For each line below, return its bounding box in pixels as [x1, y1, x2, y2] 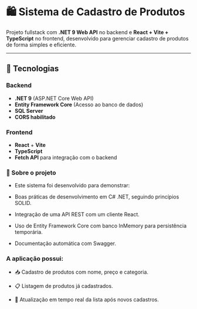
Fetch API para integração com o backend [14, 154, 117, 161]
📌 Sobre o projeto [6, 169, 57, 177]
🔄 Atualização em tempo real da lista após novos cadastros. [14, 295, 159, 303]
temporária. [14, 229, 43, 236]
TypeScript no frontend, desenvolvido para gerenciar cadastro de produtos [6, 35, 189, 42]
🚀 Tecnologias [6, 63, 59, 74]
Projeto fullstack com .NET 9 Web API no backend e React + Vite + [6, 28, 169, 36]
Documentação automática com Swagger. [14, 240, 116, 247]
